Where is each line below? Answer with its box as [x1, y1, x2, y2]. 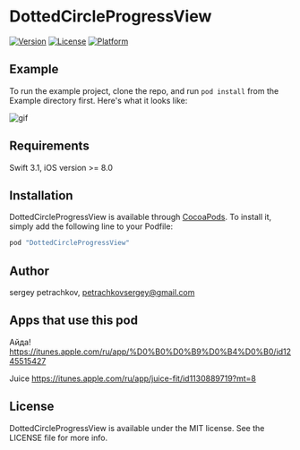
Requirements [9, 139, 90, 154]
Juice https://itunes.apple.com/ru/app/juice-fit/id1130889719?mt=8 [9, 373, 257, 384]
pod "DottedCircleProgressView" [9, 239, 130, 248]
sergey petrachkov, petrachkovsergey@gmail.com [9, 287, 195, 298]
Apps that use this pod [9, 313, 139, 328]
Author [9, 263, 49, 278]
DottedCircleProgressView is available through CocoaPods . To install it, [9, 212, 271, 223]
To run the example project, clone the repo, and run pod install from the [9, 85, 279, 96]
